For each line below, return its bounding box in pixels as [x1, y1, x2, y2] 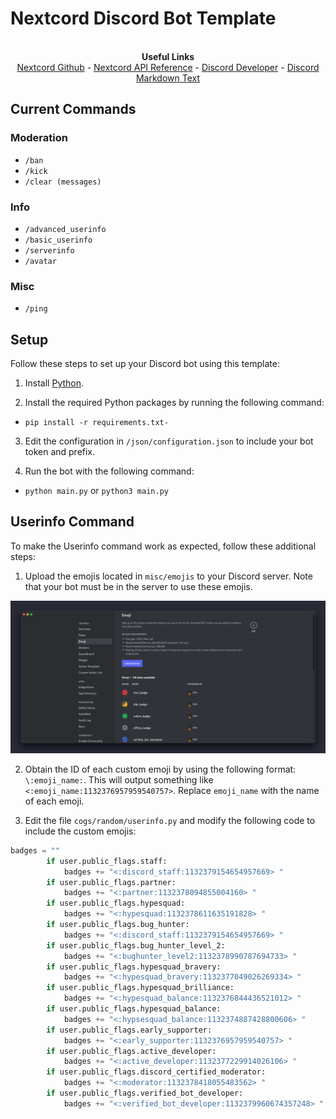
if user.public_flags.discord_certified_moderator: [46, 1067, 267, 1077]
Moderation [10, 131, 68, 145]
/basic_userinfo [24, 235, 93, 245]
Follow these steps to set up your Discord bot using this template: [10, 358, 281, 370]
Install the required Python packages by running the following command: [24, 397, 325, 409]
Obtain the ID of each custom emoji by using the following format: [24, 763, 297, 775]
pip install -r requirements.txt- [24, 418, 169, 428]
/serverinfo [24, 245, 75, 256]
